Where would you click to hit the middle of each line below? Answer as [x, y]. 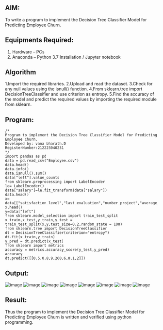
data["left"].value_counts [32, 178]
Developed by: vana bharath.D [36, 144]
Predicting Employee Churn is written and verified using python [68, 317]
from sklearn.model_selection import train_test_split [62, 216]
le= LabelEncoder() [25, 186]
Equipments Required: [39, 40]
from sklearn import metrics [34, 246]
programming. [19, 322]
